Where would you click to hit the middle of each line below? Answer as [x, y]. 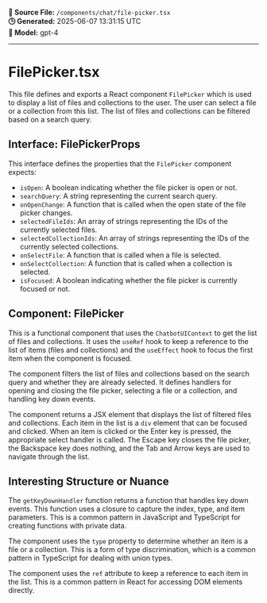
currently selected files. [58, 230]
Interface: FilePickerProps [74, 144]
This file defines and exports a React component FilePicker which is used [130, 94]
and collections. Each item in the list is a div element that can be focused [128, 423]
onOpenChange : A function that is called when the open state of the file [133, 204]
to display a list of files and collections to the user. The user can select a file [132, 102]
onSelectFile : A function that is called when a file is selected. [120, 255]
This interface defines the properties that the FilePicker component [120, 164]
